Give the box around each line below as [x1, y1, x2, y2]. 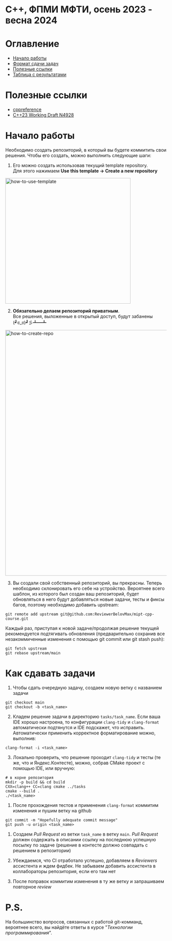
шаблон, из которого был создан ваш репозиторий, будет [12, 591, 139, 597]
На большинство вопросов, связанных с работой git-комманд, [5, 918, 143, 925]
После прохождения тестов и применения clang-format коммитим [12, 802, 159, 808]
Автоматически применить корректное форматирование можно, [12, 730, 156, 736]
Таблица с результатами [12, 71, 67, 78]
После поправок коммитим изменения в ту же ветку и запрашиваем [12, 878, 165, 884]
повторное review [12, 883, 52, 890]
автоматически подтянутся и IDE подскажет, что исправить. [12, 724, 145, 730]
